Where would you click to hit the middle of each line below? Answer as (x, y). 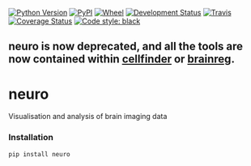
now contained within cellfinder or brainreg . (121, 60)
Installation (31, 138)
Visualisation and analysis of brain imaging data (88, 117)
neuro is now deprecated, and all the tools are (126, 47)
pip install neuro (39, 154)
